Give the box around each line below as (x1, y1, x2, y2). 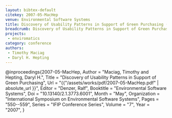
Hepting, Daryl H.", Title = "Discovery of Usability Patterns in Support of (5, 75, 157, 81)
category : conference (5, 41, 52, 46)
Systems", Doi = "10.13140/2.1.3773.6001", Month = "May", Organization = (5, 90, 160, 97)
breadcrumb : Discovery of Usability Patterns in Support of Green (5, 27, 150, 32)
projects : (5, 31, 27, 36)
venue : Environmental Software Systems (5, 17, 91, 22)
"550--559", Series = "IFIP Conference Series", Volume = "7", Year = (5, 102, 150, 108)
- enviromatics (7, 36, 40, 41)
